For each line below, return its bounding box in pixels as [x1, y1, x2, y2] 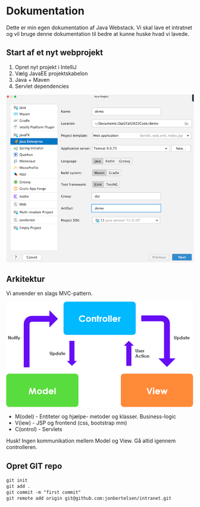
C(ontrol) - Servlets [14, 426, 62, 433]
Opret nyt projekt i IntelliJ [14, 63, 77, 70]
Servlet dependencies [14, 82, 70, 90]
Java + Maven [14, 76, 50, 83]
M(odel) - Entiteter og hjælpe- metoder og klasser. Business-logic [14, 413, 177, 420]
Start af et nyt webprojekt [6, 48, 103, 58]
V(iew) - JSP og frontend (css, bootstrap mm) [14, 419, 127, 426]
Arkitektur [6, 274, 45, 284]
